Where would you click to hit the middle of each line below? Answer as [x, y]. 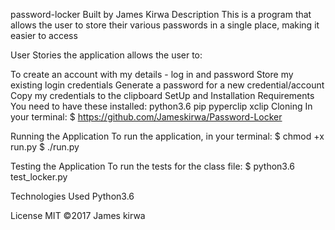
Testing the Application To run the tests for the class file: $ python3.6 [153, 166]
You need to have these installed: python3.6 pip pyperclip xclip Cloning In [161, 106]
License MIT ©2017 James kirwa [78, 215]
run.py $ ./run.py [45, 147]
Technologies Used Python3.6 [72, 196]
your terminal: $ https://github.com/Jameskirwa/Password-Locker [146, 117]
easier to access [44, 35]
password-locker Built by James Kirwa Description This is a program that [161, 14]
